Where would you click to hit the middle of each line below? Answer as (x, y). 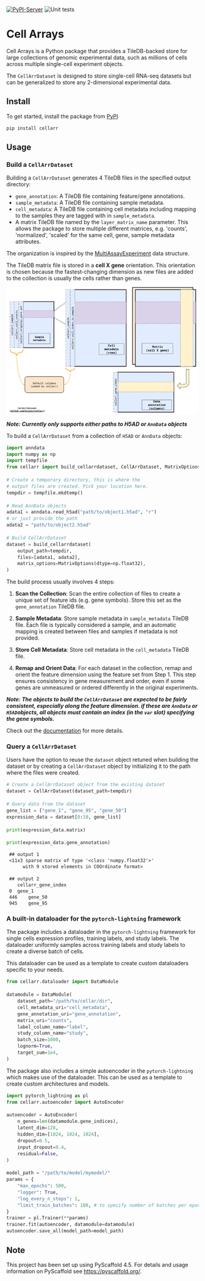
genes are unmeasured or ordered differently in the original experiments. (106, 688)
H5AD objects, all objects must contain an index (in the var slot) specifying (100, 712)
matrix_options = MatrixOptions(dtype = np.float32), (82, 564)
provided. (27, 638)
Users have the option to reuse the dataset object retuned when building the (103, 760)
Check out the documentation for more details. (65, 731)
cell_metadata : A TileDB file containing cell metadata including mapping (106, 209)
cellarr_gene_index (42, 885)
